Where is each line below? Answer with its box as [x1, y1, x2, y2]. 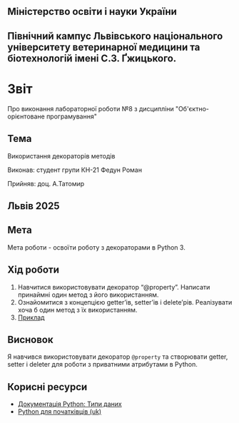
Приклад [17, 313, 45, 322]
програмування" [46, 112, 98, 121]
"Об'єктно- [175, 104, 209, 113]
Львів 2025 [7, 200, 60, 212]
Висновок [7, 333, 54, 345]
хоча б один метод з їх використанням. [17, 305, 138, 314]
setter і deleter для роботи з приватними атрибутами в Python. [7, 360, 198, 369]
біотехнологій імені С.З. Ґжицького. [7, 52, 177, 64]
